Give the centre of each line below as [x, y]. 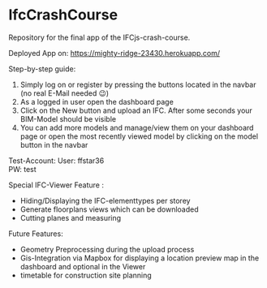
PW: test [22, 169]
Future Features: [36, 234]
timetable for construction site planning [86, 275]
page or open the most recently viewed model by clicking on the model [139, 136]
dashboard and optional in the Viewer [83, 266]
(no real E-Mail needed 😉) [65, 93]
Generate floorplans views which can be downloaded [109, 209]
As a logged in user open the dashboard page [97, 101]
